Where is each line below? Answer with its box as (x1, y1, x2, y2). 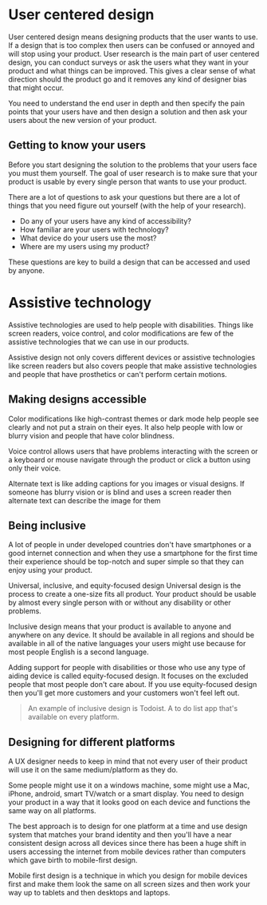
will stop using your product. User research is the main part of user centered (8, 49, 260, 58)
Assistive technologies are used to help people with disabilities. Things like (8, 320, 253, 329)
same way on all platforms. (8, 806, 97, 816)
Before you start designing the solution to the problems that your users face (8, 160, 257, 169)
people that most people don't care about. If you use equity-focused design (8, 680, 257, 689)
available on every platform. (27, 712, 120, 722)
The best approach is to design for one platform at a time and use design (8, 821, 248, 832)
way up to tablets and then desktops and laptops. (8, 888, 171, 898)
